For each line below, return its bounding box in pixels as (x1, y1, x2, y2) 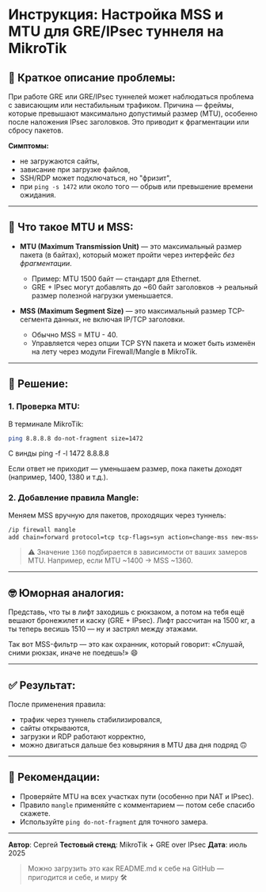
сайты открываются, (19, 724, 90, 733)
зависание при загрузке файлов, (19, 165, 131, 174)
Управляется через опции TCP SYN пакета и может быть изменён (31, 338, 256, 348)
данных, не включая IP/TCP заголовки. (53, 314, 185, 324)
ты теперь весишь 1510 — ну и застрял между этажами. (8, 625, 198, 634)
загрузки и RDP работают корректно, (19, 732, 146, 741)
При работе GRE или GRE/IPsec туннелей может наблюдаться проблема (8, 92, 254, 101)
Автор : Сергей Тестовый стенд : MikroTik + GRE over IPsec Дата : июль (8, 840, 248, 849)
